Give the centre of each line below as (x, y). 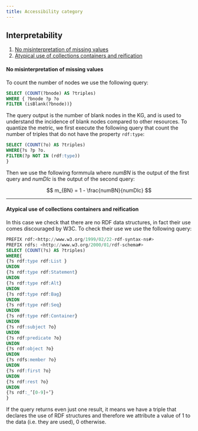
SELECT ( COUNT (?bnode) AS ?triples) (51, 93)
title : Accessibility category (44, 11)
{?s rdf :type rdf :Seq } (34, 305)
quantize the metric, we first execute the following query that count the (92, 128)
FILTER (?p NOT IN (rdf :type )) (43, 156)
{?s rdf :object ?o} (30, 349)
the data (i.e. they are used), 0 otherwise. (56, 422)
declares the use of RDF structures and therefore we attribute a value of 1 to (98, 416)
